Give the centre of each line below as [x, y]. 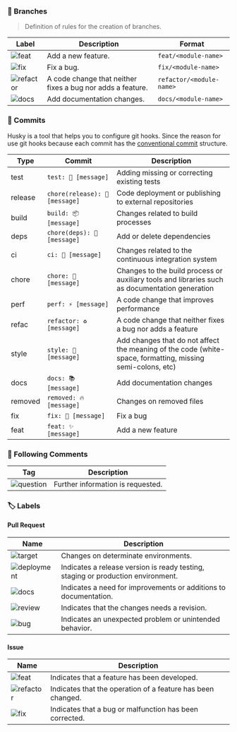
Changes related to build [157, 213]
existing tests [138, 181]
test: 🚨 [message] [78, 177]
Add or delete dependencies [163, 236]
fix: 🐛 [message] [76, 415]
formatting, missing [172, 358]
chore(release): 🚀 [78, 194]
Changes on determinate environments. [127, 556]
